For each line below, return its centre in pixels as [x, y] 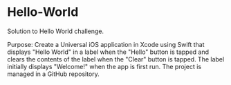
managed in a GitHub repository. [54, 74]
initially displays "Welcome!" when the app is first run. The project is [104, 66]
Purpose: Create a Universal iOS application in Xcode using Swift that [106, 44]
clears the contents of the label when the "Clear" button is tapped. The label [116, 59]
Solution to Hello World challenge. [56, 31]
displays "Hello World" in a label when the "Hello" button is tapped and [108, 52]
